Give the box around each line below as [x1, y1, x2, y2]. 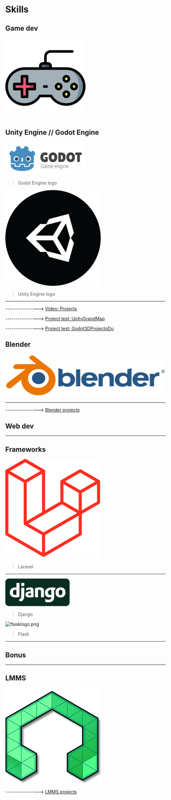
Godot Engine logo [17, 180, 57, 186]
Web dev [5, 421, 34, 430]
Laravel [17, 563, 34, 570]
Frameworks [5, 445, 46, 454]
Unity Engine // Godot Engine [5, 128, 99, 137]
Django [17, 611, 33, 618]
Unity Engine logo [17, 291, 55, 297]
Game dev [5, 24, 38, 33]
